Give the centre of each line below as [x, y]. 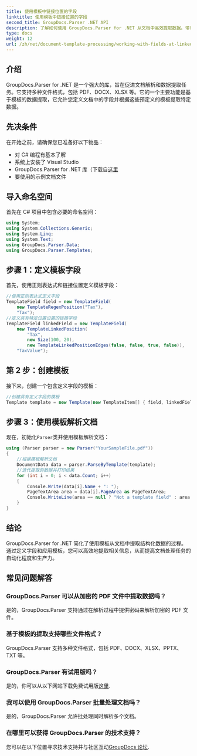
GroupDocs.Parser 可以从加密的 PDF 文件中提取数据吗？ [86, 596]
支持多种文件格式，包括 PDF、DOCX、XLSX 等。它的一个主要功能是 [103, 92]
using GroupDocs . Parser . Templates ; [50, 250]
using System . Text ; [30, 239]
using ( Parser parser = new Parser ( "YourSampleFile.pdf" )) [80, 448]
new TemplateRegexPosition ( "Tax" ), [60, 307]
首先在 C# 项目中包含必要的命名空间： [52, 212]
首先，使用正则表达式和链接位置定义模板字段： [62, 285]
